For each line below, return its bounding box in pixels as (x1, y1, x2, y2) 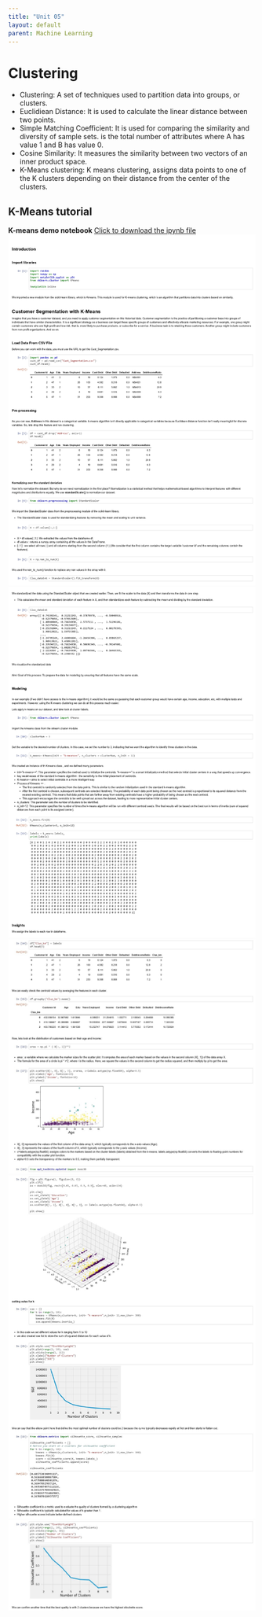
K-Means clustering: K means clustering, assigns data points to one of (19, 165, 247, 175)
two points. (19, 115, 56, 125)
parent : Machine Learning (8, 29, 93, 37)
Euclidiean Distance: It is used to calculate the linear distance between (19, 107, 249, 116)
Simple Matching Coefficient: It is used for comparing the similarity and (19, 123, 249, 133)
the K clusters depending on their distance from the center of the (19, 174, 230, 183)
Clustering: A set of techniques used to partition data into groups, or (19, 90, 241, 100)
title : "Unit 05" (8, 13, 65, 20)
